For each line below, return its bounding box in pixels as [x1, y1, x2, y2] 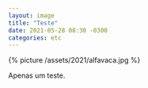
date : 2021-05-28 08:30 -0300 [8, 26, 108, 34]
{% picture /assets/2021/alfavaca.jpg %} [8, 55, 141, 65]
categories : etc [8, 33, 62, 42]
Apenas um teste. [8, 71, 66, 80]
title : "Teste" [8, 19, 59, 27]
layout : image [8, 11, 55, 20]
